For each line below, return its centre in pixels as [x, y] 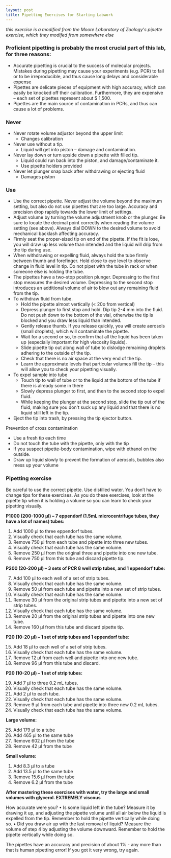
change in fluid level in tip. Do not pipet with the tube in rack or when [85, 266]
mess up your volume [36, 465]
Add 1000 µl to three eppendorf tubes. [53, 531]
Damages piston [38, 177]
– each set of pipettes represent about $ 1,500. [62, 98]
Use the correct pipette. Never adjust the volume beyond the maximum [88, 201]
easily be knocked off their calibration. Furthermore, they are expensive [88, 92]
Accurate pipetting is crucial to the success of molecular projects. [82, 65]
